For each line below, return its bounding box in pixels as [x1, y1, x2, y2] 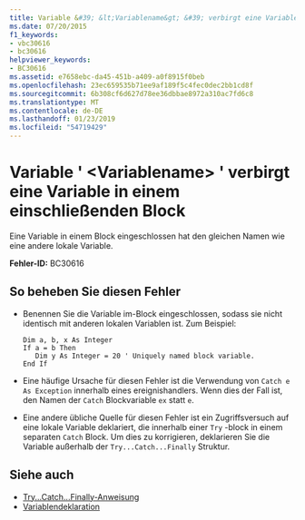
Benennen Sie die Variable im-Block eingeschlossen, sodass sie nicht [22, 308, 283, 319]
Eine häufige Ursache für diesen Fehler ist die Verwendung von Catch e [22, 375, 290, 386]
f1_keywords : [9, 30, 59, 39]
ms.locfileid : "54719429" [9, 123, 107, 132]
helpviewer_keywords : [9, 55, 92, 64]
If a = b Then [22, 343, 76, 352]
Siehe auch [9, 467, 74, 483]
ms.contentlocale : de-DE [9, 106, 103, 115]
